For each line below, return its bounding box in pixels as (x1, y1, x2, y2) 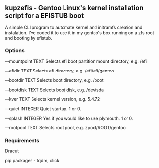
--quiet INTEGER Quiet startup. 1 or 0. (5, 106, 81, 112)
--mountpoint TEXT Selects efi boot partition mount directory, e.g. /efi (5, 58, 147, 64)
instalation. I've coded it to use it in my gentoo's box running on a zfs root (5, 29, 154, 36)
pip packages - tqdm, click (5, 158, 60, 164)
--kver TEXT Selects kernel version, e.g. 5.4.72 (5, 96, 100, 102)
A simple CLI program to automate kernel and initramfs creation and (5, 24, 143, 30)
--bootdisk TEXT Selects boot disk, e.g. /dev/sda (5, 87, 104, 93)
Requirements (5, 137, 40, 144)
